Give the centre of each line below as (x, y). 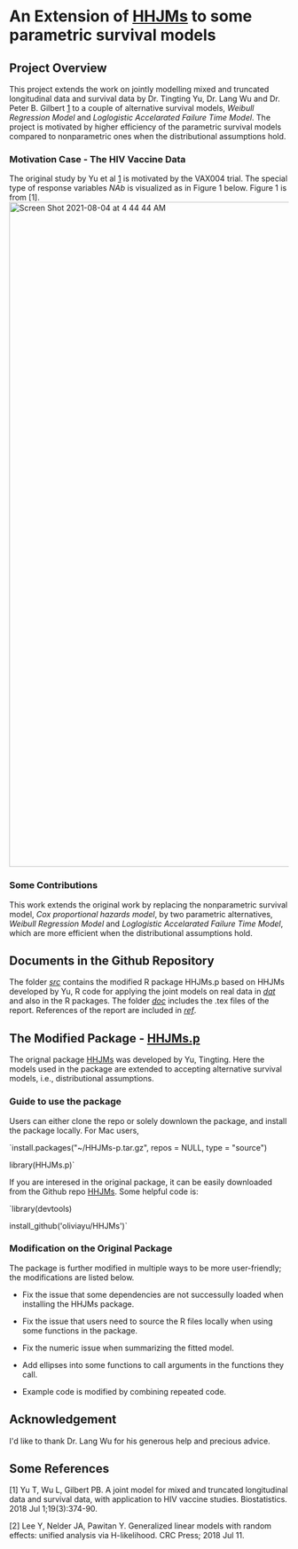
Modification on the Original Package (91, 1248)
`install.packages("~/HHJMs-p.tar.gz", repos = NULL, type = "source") (138, 1147)
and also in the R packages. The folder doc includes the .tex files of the (139, 1001)
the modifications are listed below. (72, 1277)
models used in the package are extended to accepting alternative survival (145, 1069)
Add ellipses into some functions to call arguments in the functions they (153, 1364)
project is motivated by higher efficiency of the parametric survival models (145, 127)
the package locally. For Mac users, (74, 1130)
